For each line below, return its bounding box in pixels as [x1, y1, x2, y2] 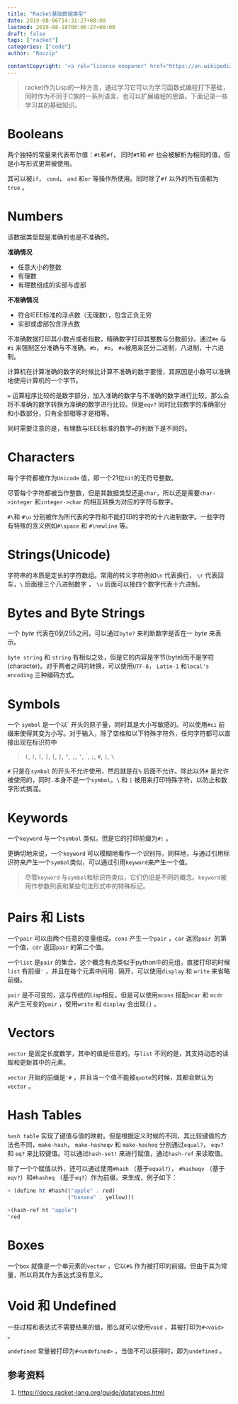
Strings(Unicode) [7, 546, 111, 562]
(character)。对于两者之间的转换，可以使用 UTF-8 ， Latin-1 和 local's [7, 662, 210, 670]
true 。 [7, 183, 28, 191]
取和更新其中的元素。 [7, 1058, 69, 1067]
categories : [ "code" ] [7, 43, 72, 50]
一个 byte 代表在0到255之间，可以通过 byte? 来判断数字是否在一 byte [7, 629, 208, 638]
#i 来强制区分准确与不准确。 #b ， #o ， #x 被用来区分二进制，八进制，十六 [7, 343, 218, 351]
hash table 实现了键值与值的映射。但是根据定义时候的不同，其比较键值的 [7, 1131, 221, 1140]
